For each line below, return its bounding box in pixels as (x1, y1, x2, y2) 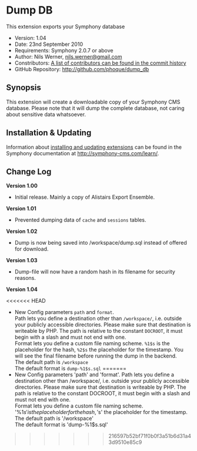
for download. (14, 245, 49, 253)
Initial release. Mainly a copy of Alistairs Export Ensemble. (14, 193, 155, 201)
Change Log (6, 166, 52, 176)
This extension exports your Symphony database (6, 23, 125, 30)
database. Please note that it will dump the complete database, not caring (6, 104, 185, 112)
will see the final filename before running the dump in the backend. (14, 352, 178, 359)
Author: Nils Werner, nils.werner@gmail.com (14, 53, 122, 60)
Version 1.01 (6, 205, 36, 212)
